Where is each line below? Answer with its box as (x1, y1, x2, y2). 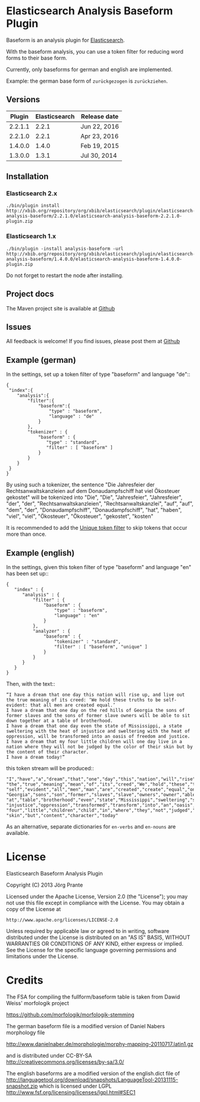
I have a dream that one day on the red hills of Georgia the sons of (6, 707, 185, 713)
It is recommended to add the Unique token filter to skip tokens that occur (6, 525, 187, 532)
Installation (6, 171, 49, 182)
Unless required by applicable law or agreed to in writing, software (6, 927, 170, 934)
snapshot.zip (6, 1082, 38, 1090)
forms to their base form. (6, 54, 67, 61)
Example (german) (6, 355, 76, 365)
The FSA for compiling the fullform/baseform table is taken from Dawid (6, 993, 180, 1000)
